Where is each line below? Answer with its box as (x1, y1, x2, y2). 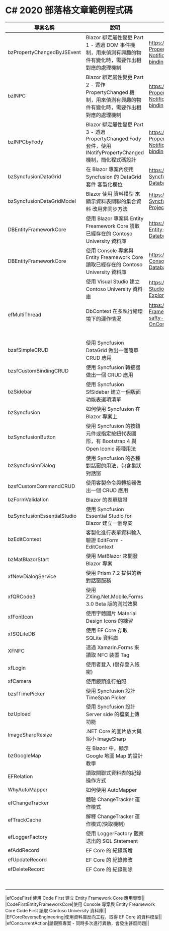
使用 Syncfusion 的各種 (86, 455, 141, 462)
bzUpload (8, 710, 31, 717)
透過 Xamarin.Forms (86, 644, 133, 651)
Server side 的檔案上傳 (86, 710, 140, 718)
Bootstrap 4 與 (102, 437, 137, 445)
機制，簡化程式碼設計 (86, 156, 137, 163)
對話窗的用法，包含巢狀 (86, 462, 142, 469)
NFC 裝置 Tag (97, 651, 130, 659)
